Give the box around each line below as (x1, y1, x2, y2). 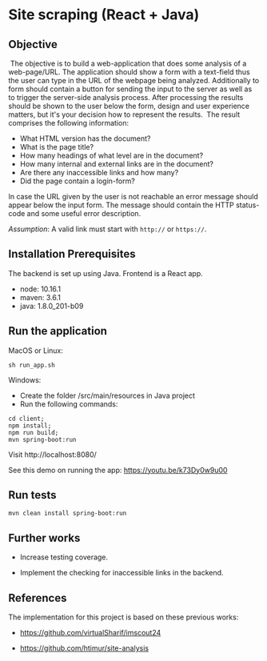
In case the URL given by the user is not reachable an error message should (8, 192, 258, 201)
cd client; (8, 415, 45, 423)
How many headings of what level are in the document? (19, 150, 204, 160)
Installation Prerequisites (8, 247, 136, 261)
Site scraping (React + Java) (8, 6, 200, 24)
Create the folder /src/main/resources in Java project (19, 391, 196, 400)
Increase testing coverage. (19, 552, 109, 562)
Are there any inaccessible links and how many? (19, 168, 179, 177)
